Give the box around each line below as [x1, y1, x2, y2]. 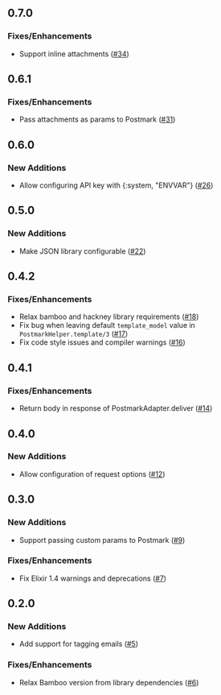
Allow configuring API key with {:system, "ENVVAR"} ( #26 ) [18, 180, 214, 190]
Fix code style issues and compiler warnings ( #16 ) [18, 337, 186, 347]
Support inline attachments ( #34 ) [18, 48, 129, 59]
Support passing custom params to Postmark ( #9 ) [18, 535, 186, 544]
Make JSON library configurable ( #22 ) [18, 246, 146, 256]
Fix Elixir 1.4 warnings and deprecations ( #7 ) [18, 573, 166, 583]
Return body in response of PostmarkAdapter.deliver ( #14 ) [18, 403, 213, 413]
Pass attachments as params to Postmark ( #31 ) [18, 114, 176, 124]
